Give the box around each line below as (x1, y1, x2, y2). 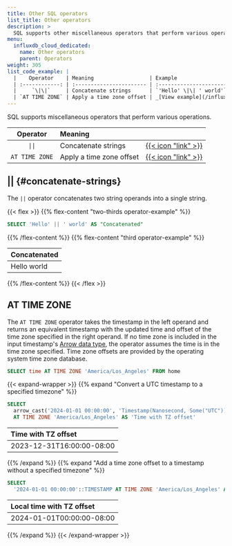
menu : (7, 36, 23, 43)
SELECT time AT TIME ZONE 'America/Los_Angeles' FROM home (7, 367, 181, 374)
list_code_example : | (7, 68, 70, 75)
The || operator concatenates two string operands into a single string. (7, 194, 207, 202)
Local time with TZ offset (10, 501, 95, 511)
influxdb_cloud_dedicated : (13, 42, 91, 49)
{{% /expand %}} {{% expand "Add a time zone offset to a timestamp (7, 459, 204, 467)
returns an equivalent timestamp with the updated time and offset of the (7, 325, 212, 333)
